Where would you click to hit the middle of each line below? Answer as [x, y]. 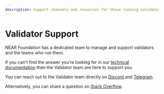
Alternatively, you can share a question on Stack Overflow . [64, 86]
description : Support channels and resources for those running [72, 10]
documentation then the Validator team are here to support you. [69, 67]
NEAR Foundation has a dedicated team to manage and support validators [80, 47]
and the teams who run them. [35, 52]
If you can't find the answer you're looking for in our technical [67, 62]
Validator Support [42, 34]
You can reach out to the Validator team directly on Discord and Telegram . [80, 77]
